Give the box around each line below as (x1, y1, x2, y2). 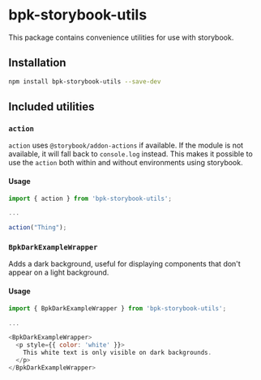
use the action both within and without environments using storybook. (8, 158, 243, 168)
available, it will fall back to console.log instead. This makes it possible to (8, 149, 253, 159)
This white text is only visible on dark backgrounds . (23, 348, 212, 357)
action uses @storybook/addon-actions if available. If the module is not (8, 140, 244, 151)
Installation (8, 56, 66, 70)
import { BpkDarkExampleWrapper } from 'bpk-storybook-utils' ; (8, 304, 227, 313)
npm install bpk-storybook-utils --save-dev (8, 77, 161, 86)
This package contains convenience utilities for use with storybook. (8, 32, 234, 42)
